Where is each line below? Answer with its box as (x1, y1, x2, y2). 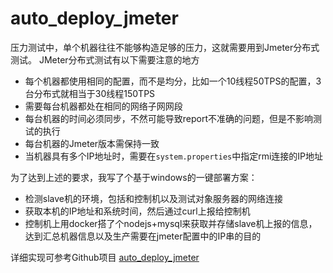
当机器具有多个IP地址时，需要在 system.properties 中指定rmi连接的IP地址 (24, 150, 324, 162)
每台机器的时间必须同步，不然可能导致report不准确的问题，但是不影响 (24, 112, 314, 124)
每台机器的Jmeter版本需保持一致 (24, 137, 160, 149)
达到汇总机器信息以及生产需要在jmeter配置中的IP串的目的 (24, 230, 262, 242)
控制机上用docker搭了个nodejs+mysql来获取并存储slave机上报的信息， (24, 217, 318, 229)
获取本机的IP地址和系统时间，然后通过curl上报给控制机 (24, 205, 251, 217)
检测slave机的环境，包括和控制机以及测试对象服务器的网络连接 (24, 192, 283, 204)
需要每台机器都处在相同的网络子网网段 (24, 100, 183, 112)
